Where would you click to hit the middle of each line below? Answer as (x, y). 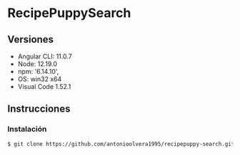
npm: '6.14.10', (38, 71)
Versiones (31, 39)
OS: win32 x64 (40, 79)
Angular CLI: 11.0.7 (45, 56)
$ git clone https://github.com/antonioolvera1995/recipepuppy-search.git (121, 144)
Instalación (27, 129)
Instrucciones (39, 109)
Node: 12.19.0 (37, 64)
